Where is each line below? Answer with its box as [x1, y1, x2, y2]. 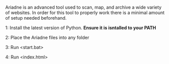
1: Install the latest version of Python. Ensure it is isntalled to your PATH [5, 25, 156, 31]
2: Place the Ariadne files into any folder [5, 35, 90, 40]
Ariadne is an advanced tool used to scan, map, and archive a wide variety [5, 5, 162, 10]
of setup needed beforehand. [5, 15, 67, 21]
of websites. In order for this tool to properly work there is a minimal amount [5, 10, 165, 16]
